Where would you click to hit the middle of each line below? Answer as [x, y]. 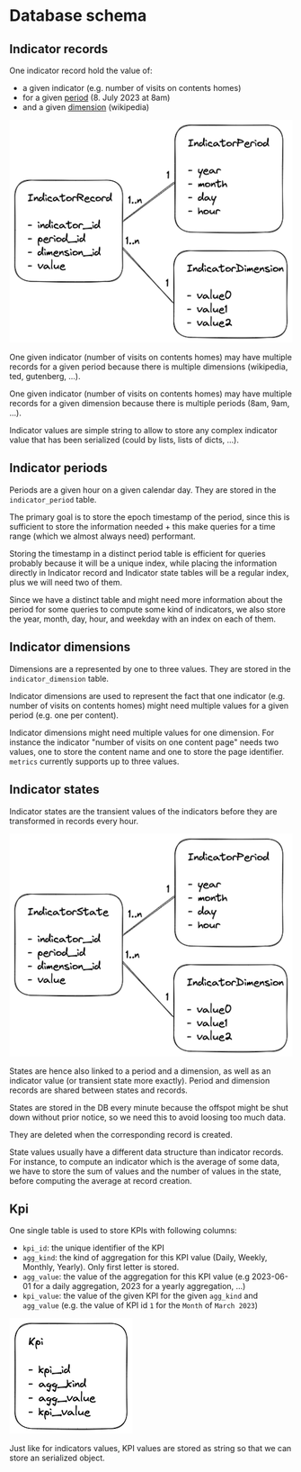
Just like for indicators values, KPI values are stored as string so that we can [150, 1449]
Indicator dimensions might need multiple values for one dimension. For [142, 732]
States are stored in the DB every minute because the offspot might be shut [149, 1107]
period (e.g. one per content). [64, 715]
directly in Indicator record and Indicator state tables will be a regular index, [149, 572]
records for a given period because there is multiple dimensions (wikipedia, [149, 367]
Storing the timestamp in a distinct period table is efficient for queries [138, 553]
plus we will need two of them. [66, 582]
